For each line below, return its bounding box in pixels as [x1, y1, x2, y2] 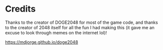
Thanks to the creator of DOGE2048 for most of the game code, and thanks [5, 19, 158, 25]
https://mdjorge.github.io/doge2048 [5, 39, 79, 45]
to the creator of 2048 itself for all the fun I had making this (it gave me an [5, 24, 155, 30]
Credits [5, 3, 36, 15]
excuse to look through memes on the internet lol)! [5, 30, 107, 35]
